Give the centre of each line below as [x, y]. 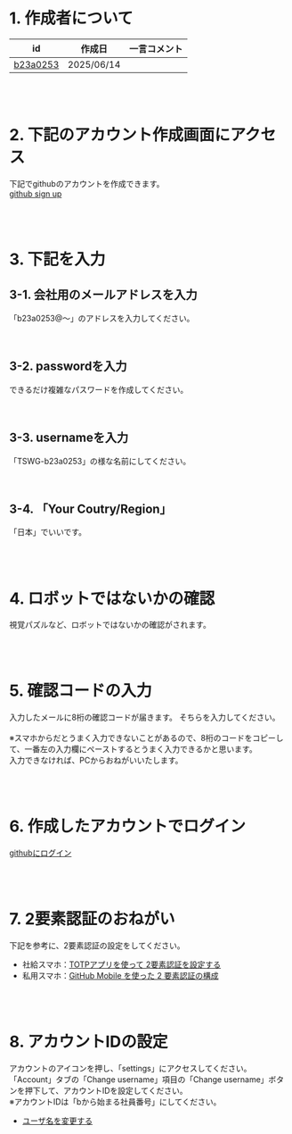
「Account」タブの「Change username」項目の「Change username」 [139, 1080]
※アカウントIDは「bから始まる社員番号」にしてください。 [115, 1102]
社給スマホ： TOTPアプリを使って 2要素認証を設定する [122, 964]
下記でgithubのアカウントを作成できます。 [87, 183]
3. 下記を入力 [57, 259]
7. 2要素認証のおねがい [92, 919]
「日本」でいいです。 [48, 532]
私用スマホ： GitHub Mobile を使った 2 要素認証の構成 [120, 976]
